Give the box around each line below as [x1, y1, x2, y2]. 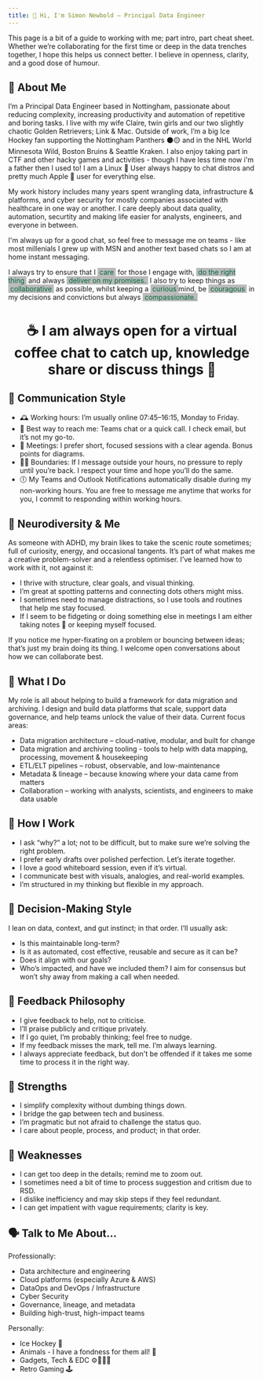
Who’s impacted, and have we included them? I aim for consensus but [19, 963, 247, 973]
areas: [8, 720, 29, 731]
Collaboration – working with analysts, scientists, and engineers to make [19, 786, 254, 796]
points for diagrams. [19, 449, 85, 459]
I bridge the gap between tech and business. [19, 1109, 165, 1119]
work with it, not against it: [8, 563, 94, 573]
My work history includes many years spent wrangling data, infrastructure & [8, 187, 254, 196]
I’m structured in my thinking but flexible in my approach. [19, 879, 204, 888]
